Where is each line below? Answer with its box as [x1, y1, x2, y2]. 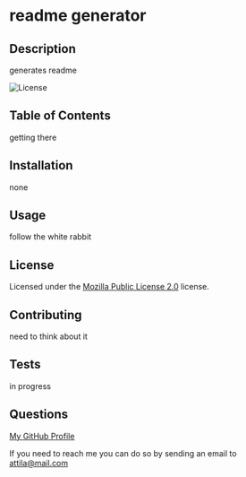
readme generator [9, 5, 147, 26]
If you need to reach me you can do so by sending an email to [9, 447, 237, 458]
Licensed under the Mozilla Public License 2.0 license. [9, 282, 210, 292]
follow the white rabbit [9, 231, 92, 242]
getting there [9, 132, 57, 143]
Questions [9, 407, 69, 422]
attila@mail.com [9, 457, 69, 468]
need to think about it [9, 331, 88, 342]
